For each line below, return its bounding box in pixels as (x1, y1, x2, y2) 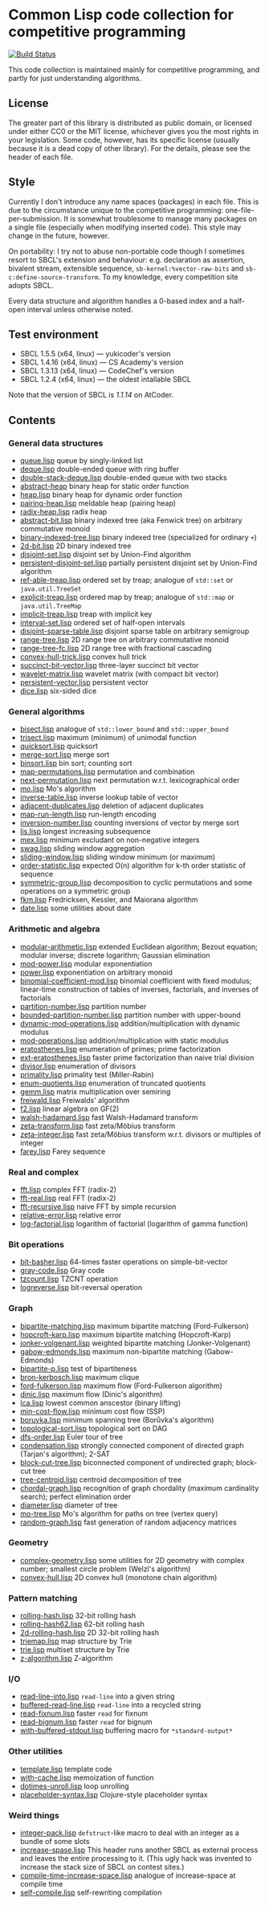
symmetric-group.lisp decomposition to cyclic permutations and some (19, 877, 253, 888)
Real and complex (8, 1166, 79, 1178)
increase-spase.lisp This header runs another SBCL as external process (19, 1845, 259, 1855)
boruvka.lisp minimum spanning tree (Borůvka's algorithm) (19, 1415, 214, 1424)
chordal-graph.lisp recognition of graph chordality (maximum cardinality (19, 1483, 259, 1492)
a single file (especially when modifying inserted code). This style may (8, 222, 242, 232)
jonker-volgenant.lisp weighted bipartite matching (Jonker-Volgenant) (19, 1338, 251, 1348)
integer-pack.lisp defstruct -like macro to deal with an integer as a (19, 1828, 239, 1838)
